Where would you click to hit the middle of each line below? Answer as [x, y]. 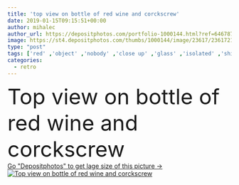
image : [17, 41]
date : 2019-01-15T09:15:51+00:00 [57, 21]
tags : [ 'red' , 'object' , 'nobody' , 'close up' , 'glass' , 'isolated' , [114, 54]
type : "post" [27, 47]
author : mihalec [31, 27]
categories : [25, 60]
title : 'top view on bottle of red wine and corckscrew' [94, 14]
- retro [25, 67]
